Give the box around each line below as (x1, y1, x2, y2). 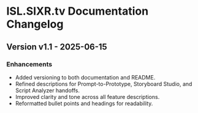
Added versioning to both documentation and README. (15, 73, 156, 81)
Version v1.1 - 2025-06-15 (6, 42, 107, 52)
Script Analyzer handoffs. (15, 87, 80, 94)
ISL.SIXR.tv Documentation (6, 4, 149, 18)
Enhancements (6, 60, 53, 68)
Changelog (6, 17, 64, 31)
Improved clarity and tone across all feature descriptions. (15, 93, 160, 100)
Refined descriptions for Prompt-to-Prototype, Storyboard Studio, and (15, 80, 192, 87)
